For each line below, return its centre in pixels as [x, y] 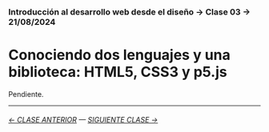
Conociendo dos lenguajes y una [119, 55]
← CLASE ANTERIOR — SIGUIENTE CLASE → [83, 120]
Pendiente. [26, 94]
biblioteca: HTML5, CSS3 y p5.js [118, 72]
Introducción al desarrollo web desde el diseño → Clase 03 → [129, 12]
